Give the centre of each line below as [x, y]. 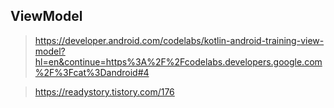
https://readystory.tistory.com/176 [104, 91]
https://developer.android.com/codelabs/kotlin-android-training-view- [179, 40]
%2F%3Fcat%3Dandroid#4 [92, 72]
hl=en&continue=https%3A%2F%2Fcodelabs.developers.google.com [178, 61]
